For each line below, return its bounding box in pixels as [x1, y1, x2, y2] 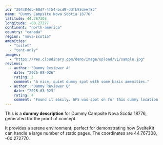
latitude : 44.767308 [5, 16, 47, 21]
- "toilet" [9, 43, 32, 48]
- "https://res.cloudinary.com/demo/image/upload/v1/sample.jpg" [9, 57, 145, 62]
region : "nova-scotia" [5, 34, 51, 39]
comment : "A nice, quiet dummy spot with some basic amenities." [14, 79, 150, 84]
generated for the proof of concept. [5, 116, 77, 122]
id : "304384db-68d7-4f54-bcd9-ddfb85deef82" [5, 7, 97, 12]
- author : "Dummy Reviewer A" [9, 66, 71, 71]
